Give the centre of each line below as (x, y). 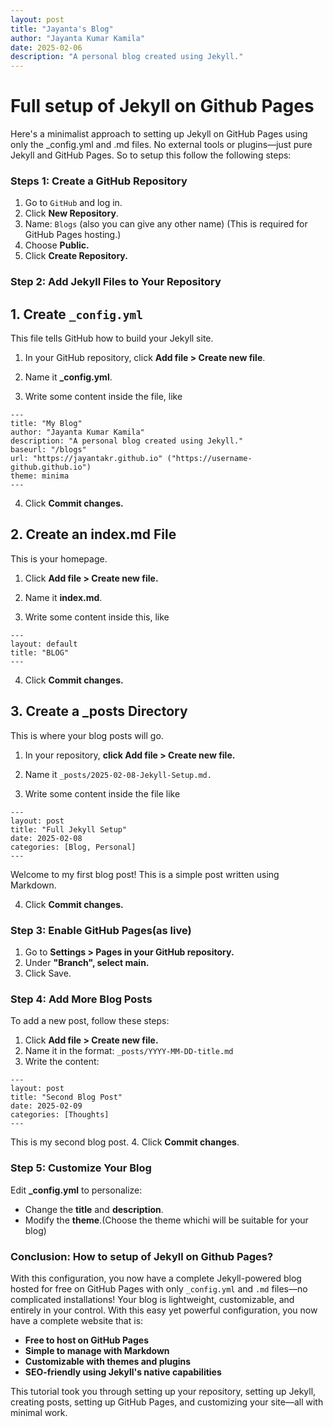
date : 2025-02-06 (46, 47)
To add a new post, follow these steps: (90, 1021)
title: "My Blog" (46, 424)
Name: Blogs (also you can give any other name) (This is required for (166, 224)
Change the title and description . (94, 1209)
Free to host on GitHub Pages (87, 1340)
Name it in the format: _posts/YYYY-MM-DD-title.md (129, 1051)
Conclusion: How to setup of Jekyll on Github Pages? (142, 1256)
